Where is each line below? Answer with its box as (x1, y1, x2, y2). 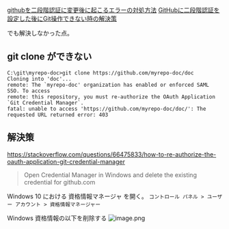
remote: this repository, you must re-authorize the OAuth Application (7, 93, 215, 100)
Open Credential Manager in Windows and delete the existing (23, 170, 197, 179)
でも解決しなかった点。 (7, 29, 73, 37)
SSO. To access (7, 87, 51, 94)
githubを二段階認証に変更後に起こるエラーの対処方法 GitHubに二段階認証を (7, 6, 220, 14)
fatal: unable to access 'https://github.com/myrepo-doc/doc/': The (7, 105, 206, 112)
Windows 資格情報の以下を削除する (7, 214, 107, 222)
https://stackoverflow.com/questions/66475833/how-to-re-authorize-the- (7, 150, 217, 159)
